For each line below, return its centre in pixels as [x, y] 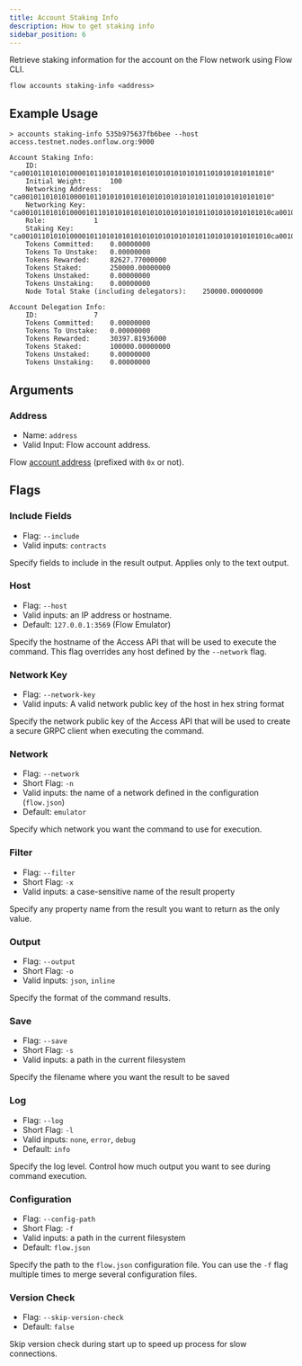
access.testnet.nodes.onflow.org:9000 [82, 142]
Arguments [42, 390]
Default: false [48, 1326]
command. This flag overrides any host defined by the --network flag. [138, 651]
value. [21, 918]
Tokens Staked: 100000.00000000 [98, 347]
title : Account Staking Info [64, 18]
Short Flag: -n [48, 783]
